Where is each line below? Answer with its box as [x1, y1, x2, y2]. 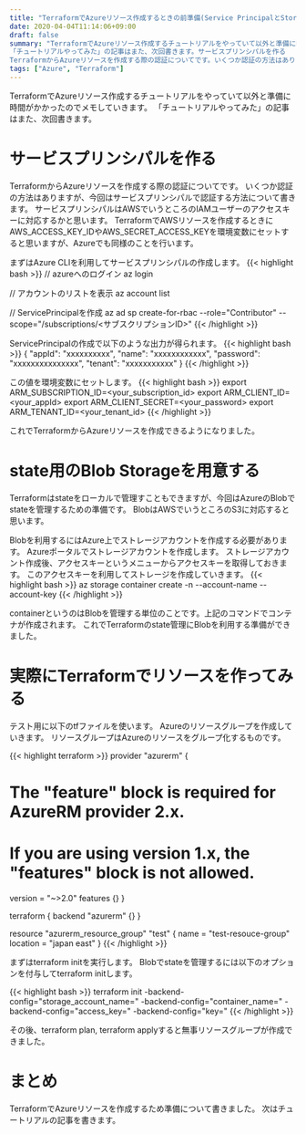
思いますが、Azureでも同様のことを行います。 [25, 237, 199, 248]
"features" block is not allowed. [9, 863, 255, 883]
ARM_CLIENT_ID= [223, 387, 291, 398]
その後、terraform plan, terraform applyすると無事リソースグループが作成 [9, 1024, 285, 1035]
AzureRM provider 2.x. [9, 801, 185, 822]
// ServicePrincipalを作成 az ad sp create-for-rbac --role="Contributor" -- [9, 307, 287, 317]
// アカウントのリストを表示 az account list [9, 287, 170, 298]
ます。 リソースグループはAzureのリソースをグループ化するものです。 [25, 732, 286, 743]
